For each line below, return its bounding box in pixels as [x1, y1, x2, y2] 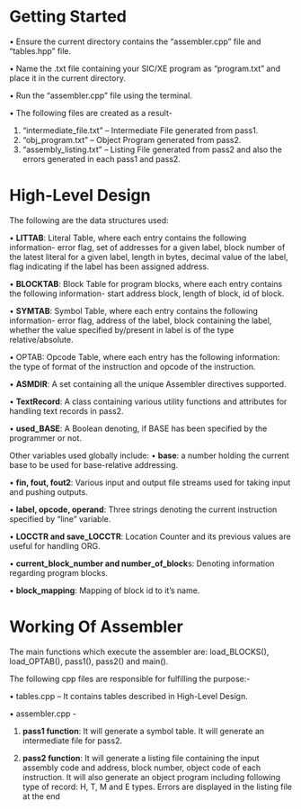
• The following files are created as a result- [9, 107, 173, 118]
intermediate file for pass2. [22, 735, 123, 746]
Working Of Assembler [9, 616, 184, 637]
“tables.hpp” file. [9, 45, 72, 56]
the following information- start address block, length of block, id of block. [9, 288, 285, 299]
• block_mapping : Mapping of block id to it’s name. [9, 585, 200, 596]
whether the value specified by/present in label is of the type [9, 324, 235, 335]
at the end [22, 790, 61, 802]
